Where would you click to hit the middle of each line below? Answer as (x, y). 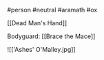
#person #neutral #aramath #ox (52, 10)
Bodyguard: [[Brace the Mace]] (51, 36)
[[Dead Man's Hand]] (37, 23)
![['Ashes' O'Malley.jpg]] (41, 49)
